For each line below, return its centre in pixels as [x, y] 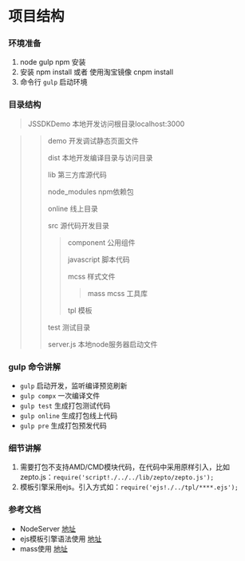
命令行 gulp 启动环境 [53, 82]
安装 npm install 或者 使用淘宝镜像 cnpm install [97, 72]
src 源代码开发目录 [78, 225]
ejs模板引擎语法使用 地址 [61, 539]
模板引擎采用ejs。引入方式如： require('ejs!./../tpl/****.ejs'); [129, 487]
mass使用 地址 [43, 548]
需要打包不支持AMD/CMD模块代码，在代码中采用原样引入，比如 [124, 467]
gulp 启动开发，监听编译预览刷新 [73, 386]
